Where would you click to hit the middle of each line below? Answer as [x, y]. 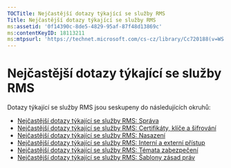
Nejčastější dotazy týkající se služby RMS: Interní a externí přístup [111, 143]
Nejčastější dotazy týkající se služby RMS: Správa [88, 121]
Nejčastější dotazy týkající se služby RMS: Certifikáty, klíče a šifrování [117, 128]
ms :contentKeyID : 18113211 [46, 33]
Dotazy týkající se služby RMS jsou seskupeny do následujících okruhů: [109, 107]
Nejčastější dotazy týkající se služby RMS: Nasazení [91, 136]
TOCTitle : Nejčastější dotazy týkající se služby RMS [86, 13]
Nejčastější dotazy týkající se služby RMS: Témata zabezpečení [108, 150]
